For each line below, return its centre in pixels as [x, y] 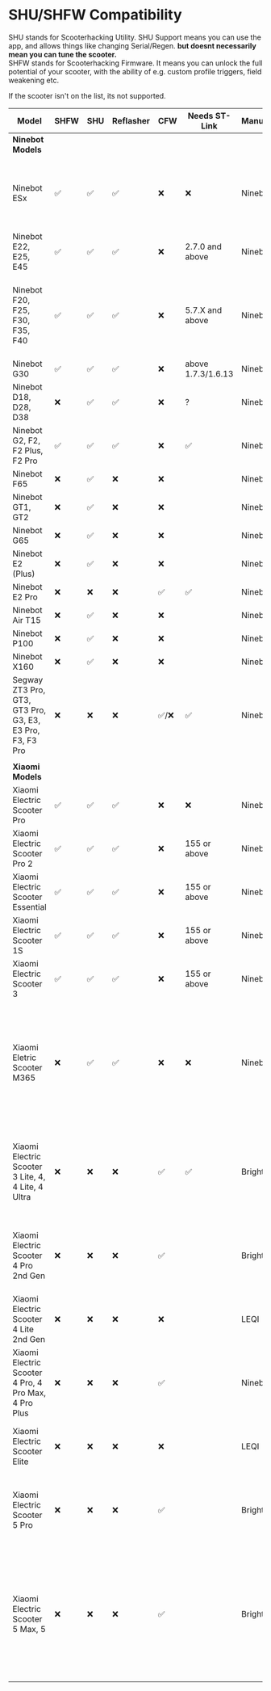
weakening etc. [33, 80]
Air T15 [27, 620]
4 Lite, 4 [28, 1187]
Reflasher [131, 120]
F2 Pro [25, 461]
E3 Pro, [26, 730]
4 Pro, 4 [27, 1382]
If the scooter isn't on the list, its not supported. [88, 95]
